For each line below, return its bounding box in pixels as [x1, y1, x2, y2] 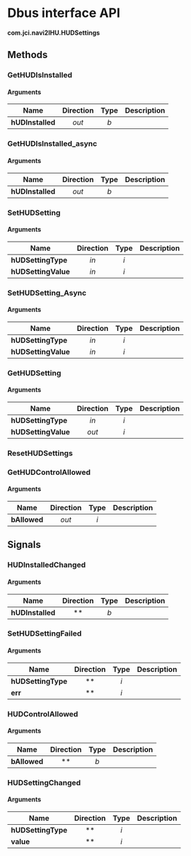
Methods [7, 49, 48, 61]
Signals [7, 539, 41, 551]
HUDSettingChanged [7, 777, 81, 787]
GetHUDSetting [7, 368, 62, 378]
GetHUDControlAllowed [7, 467, 91, 477]
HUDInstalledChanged [7, 560, 86, 570]
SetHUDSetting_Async [7, 288, 87, 298]
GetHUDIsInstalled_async [7, 139, 98, 149]
